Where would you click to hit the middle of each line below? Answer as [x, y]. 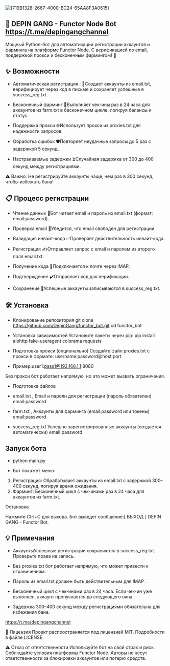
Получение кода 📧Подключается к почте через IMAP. [71, 266]
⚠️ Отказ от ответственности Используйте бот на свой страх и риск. [80, 647]
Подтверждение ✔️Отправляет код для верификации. [71, 277]
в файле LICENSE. [25, 637]
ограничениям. [29, 571]
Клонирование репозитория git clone [53, 320]
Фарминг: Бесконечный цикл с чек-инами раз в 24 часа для [78, 491]
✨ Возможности [32, 71]
